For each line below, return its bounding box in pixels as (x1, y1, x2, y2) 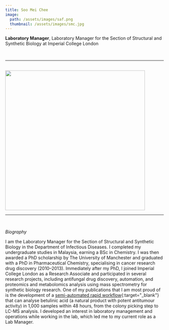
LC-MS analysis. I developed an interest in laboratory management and (5, 308, 152, 314)
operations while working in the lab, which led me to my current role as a (5, 313, 156, 320)
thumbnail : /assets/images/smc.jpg (10, 21, 84, 27)
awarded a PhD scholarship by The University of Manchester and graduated (5, 255, 163, 261)
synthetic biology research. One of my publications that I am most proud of (5, 287, 161, 293)
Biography (5, 229, 27, 235)
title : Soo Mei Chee (5, 7, 49, 13)
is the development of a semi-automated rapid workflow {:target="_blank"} (5, 292, 159, 298)
